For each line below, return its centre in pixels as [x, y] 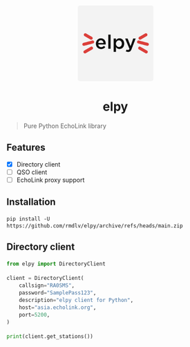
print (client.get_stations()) [50, 337]
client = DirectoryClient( [45, 279]
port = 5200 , [35, 315]
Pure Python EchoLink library [65, 126]
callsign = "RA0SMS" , [47, 285]
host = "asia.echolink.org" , [58, 307]
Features [26, 148]
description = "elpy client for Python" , [76, 300]
